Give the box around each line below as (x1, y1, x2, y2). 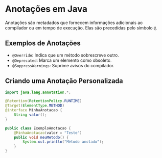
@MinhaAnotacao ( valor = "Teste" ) (14, 130, 82, 135)
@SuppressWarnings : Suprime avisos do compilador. (12, 62, 115, 68)
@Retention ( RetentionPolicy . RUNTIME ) (5, 99, 82, 104)
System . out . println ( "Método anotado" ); (23, 139, 104, 144)
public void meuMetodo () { (14, 135, 69, 140)
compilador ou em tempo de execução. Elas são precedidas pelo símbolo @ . (5, 25, 158, 30)
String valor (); (14, 112, 47, 117)
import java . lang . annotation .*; (5, 90, 71, 95)
